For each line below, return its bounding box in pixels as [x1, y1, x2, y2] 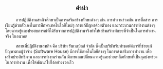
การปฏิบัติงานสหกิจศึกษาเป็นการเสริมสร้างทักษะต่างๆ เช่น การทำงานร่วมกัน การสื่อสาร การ [16, 17, 158, 22]
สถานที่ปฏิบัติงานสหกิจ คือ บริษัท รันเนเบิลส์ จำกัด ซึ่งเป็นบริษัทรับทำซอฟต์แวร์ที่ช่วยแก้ [16, 43, 152, 49]
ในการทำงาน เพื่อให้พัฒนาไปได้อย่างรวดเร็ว [5, 59, 74, 65]
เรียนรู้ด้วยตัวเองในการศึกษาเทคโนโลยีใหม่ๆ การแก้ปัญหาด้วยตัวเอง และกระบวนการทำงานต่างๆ [5, 22, 155, 28]
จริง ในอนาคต [5, 33, 28, 39]
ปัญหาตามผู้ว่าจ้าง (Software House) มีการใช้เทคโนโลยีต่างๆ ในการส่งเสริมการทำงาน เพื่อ [5, 48, 152, 54]
